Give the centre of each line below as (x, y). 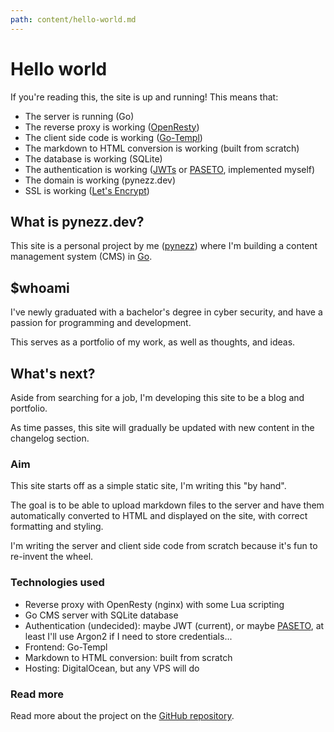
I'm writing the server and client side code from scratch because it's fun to (164, 546)
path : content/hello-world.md (73, 19)
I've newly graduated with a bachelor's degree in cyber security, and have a (166, 312)
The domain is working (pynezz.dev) (100, 180)
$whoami (40, 287)
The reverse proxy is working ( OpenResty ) (112, 127)
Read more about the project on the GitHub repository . (122, 715)
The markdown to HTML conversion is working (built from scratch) (162, 148)
